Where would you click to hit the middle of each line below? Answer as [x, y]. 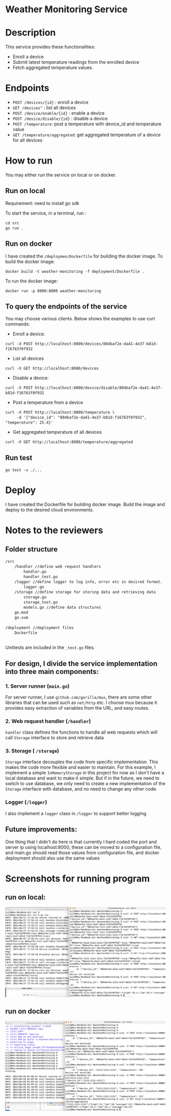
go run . [15, 228]
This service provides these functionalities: [50, 47]
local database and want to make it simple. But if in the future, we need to [82, 778]
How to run [29, 161]
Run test [19, 458]
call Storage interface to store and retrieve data [55, 738]
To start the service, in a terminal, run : [46, 213]
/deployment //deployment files [39, 628]
